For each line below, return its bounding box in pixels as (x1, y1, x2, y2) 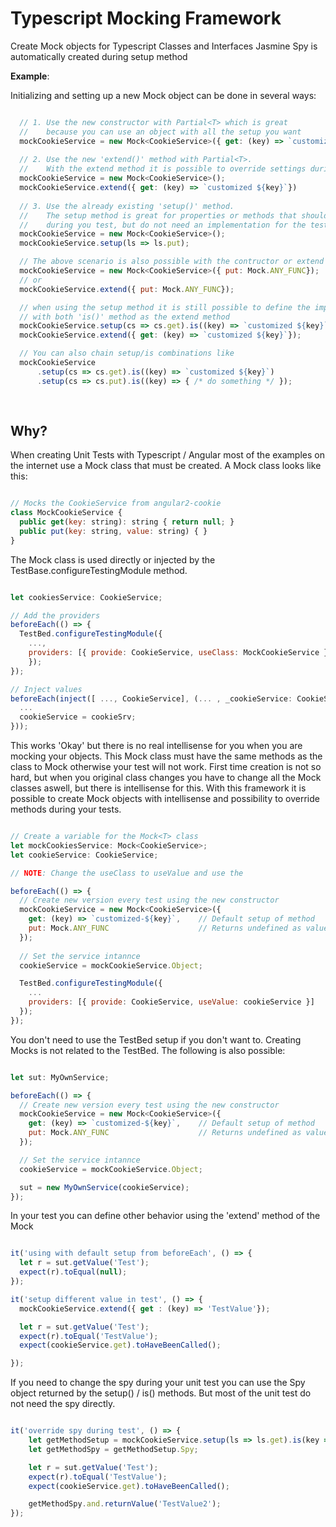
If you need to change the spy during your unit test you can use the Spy (10, 1377, 306, 1389)
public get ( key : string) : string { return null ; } (19, 517, 235, 527)
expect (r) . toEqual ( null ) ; (19, 1267, 128, 1277)
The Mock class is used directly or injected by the (10, 553, 216, 566)
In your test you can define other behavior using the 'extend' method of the (10, 1210, 321, 1222)
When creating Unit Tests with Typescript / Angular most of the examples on (10, 449, 325, 461)
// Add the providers (10, 610, 101, 621)
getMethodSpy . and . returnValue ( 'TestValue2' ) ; (28, 1499, 222, 1509)
